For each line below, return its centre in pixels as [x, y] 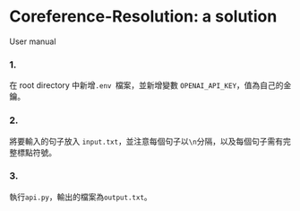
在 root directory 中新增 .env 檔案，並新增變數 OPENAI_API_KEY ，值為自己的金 [150, 85]
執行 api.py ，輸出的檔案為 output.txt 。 [81, 197]
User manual [33, 41]
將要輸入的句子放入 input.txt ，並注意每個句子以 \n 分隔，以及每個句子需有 [146, 141]
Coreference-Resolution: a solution [143, 17]
